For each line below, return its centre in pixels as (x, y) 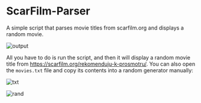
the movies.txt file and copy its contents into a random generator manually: (100, 70)
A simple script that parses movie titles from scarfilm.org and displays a (95, 28)
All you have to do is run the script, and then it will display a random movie (98, 57)
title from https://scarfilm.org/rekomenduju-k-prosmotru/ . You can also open (101, 64)
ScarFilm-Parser (48, 11)
